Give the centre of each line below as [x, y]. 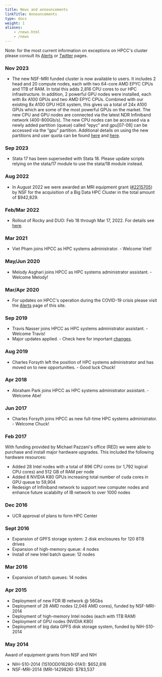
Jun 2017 [16, 408]
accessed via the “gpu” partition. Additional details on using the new [80, 130]
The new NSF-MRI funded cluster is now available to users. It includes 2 [84, 79]
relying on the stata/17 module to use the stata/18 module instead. [78, 164]
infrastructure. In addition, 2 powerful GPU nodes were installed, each [81, 94]
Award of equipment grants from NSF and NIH [51, 655]
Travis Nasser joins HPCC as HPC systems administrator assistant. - [80, 329]
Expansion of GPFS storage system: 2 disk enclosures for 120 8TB [78, 539]
